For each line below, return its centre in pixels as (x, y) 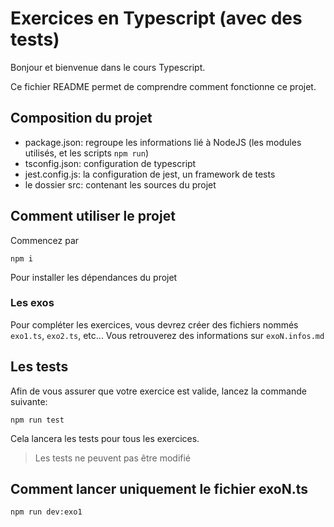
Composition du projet (81, 118)
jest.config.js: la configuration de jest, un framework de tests (150, 174)
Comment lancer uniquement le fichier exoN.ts (159, 489)
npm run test (37, 420)
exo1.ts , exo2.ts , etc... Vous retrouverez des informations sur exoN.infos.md (167, 335)
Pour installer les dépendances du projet (94, 277)
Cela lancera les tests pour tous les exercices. (105, 438)
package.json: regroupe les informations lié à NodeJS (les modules (163, 142)
